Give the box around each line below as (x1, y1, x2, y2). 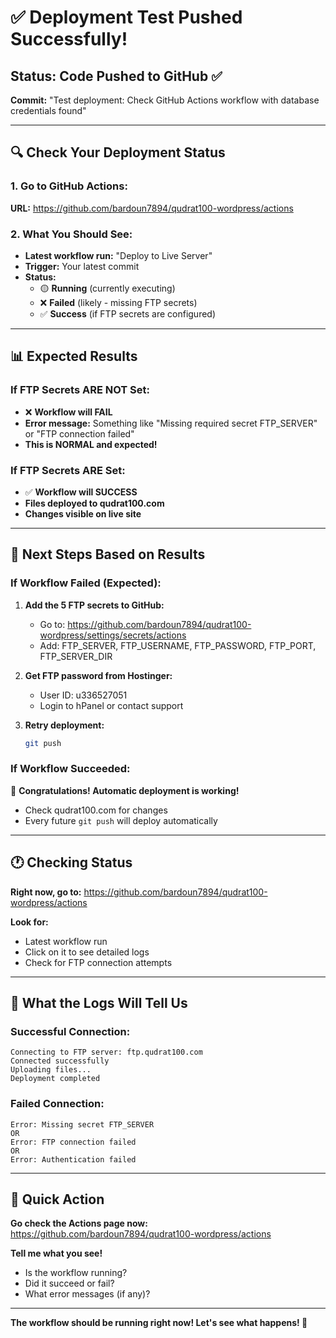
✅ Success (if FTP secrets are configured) (39, 307, 217, 320)
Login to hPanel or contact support (39, 699, 184, 711)
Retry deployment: (24, 719, 105, 731)
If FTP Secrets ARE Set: (10, 463, 126, 477)
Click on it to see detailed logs (24, 946, 150, 958)
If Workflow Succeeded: (10, 762, 131, 776)
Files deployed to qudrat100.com (24, 497, 165, 509)
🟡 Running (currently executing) (39, 282, 176, 294)
